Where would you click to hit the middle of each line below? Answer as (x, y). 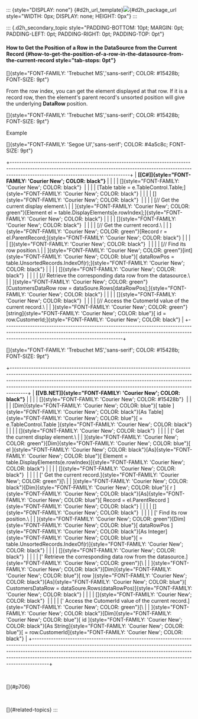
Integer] (158, 532)
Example (17, 133)
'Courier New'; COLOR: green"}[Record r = (115, 232)
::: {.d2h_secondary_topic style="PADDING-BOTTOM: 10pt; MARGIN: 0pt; (95, 28)
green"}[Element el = (32, 213)
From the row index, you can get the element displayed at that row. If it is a (97, 91)
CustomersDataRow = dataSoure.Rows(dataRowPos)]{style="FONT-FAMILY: (99, 588)
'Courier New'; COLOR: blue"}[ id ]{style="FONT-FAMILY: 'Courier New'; (94, 620)
